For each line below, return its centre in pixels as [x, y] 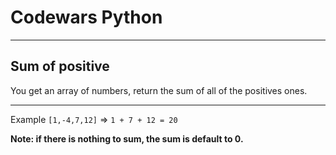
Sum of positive [60, 66]
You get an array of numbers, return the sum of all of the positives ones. [159, 90]
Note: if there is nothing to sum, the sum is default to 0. [127, 138]
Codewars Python [86, 17]
